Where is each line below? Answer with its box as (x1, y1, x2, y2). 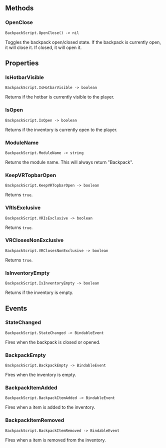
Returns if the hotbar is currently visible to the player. (5, 94, 114, 100)
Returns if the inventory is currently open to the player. (5, 126, 117, 132)
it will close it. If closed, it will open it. (5, 44, 82, 50)
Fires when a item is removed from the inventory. (5, 437, 106, 443)
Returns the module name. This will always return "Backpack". (5, 159, 133, 165)
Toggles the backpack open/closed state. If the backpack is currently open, (5, 39, 161, 45)
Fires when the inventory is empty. (5, 372, 76, 378)
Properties (5, 59, 39, 67)
